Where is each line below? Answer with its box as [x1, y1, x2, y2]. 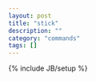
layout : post [8, 11, 52, 20]
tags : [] [8, 42, 38, 50]
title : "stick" [8, 19, 59, 27]
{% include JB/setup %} [8, 63, 88, 73]
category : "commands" [8, 34, 81, 43]
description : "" [8, 26, 62, 34]
